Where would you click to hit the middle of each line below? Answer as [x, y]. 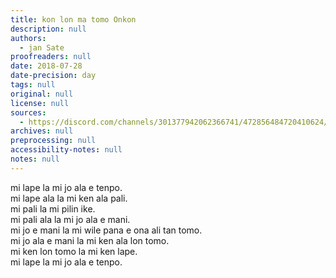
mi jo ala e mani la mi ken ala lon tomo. [90, 240]
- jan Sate [42, 47]
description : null [48, 29]
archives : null [42, 131]
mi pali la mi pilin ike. [53, 208]
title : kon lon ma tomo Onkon [73, 19]
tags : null [33, 85]
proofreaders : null [51, 57]
